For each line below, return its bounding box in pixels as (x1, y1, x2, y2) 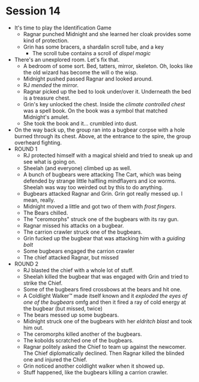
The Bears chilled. (23, 209, 68, 216)
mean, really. (23, 196, 55, 204)
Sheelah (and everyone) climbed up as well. (23, 164, 132, 172)
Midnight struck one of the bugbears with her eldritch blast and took (23, 317, 192, 325)
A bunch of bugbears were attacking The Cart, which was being (23, 171, 182, 178)
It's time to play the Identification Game (14, 24, 111, 31)
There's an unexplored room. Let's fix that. (14, 56, 120, 63)
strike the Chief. (23, 279, 63, 286)
